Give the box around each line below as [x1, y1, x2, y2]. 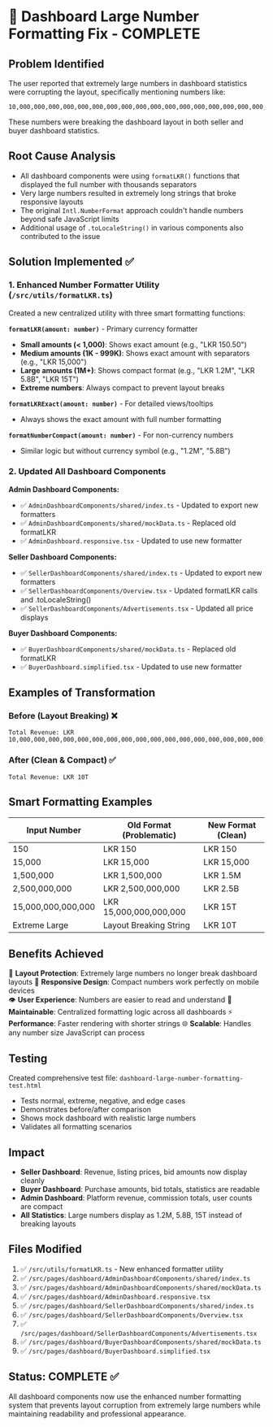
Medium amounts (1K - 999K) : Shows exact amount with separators [19, 348, 250, 358]
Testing [8, 1051, 48, 1065]
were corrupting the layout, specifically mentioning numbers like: [8, 87, 226, 97]
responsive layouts [19, 197, 84, 207]
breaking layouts [19, 1219, 76, 1229]
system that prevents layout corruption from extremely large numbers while [8, 1400, 262, 1410]
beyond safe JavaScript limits [19, 214, 119, 224]
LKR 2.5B [202, 882, 240, 894]
